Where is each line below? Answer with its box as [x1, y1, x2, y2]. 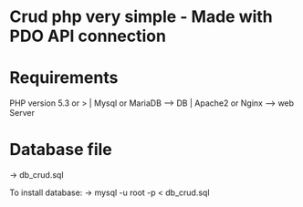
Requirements [9, 67, 119, 88]
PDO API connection [9, 26, 167, 47]
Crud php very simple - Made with [9, 6, 274, 27]
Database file [9, 140, 112, 160]
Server [9, 108, 35, 119]
